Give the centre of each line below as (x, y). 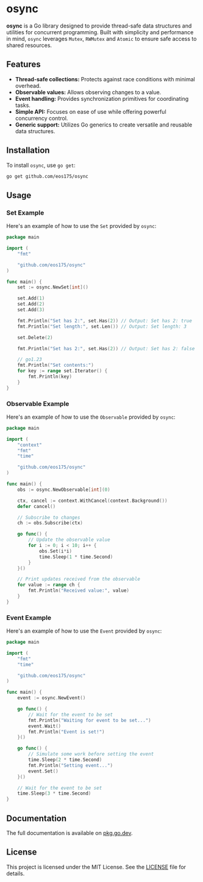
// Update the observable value (69, 540)
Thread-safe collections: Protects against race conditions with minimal (105, 79)
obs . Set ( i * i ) (55, 551)
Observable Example (38, 403)
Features (23, 64)
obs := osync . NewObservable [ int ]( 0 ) (64, 490)
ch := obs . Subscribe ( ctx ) (50, 523)
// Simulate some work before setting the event (91, 754)
